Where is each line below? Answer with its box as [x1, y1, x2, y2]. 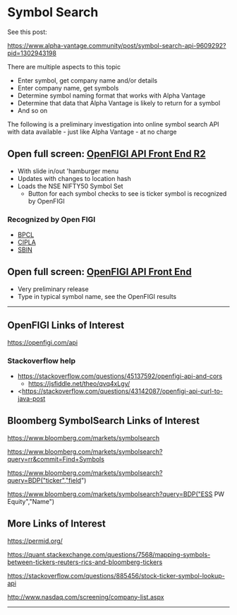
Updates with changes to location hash [17, 174, 132, 182]
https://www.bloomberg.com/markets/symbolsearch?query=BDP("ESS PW [7, 489, 224, 498]
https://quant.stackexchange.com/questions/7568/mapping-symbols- [7, 550, 211, 558]
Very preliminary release [17, 284, 90, 293]
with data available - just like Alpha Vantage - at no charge [7, 127, 178, 136]
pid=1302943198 [7, 49, 56, 57]
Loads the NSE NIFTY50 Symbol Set [17, 182, 123, 190]
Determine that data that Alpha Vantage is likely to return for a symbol [17, 98, 221, 107]
